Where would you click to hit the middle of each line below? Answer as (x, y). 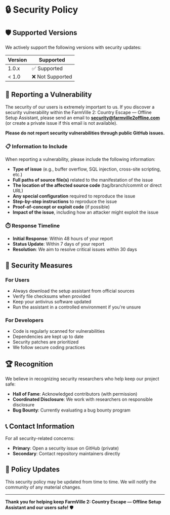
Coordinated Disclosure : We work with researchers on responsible (82, 399)
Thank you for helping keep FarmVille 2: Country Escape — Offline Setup (83, 502)
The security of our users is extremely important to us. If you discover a (80, 107)
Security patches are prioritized (46, 342)
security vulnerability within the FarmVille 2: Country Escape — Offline (78, 112)
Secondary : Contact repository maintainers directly (66, 454)
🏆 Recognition (29, 364)
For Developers (25, 320)
